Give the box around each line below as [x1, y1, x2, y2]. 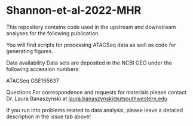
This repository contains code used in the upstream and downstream [6, 23, 176, 30]
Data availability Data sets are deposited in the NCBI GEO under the [6, 59, 172, 66]
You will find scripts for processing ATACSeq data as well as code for [6, 41, 176, 48]
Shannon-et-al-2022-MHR [6, 4, 142, 17]
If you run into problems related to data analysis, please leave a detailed [6, 106, 183, 113]
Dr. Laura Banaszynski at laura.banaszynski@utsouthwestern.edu [6, 95, 168, 102]
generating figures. [6, 47, 54, 54]
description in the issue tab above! [6, 113, 91, 120]
